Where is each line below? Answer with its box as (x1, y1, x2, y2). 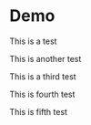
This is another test (9, 53, 82, 64)
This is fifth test (9, 106, 68, 117)
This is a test (9, 36, 57, 47)
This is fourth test (9, 89, 76, 99)
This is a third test (9, 70, 76, 82)
